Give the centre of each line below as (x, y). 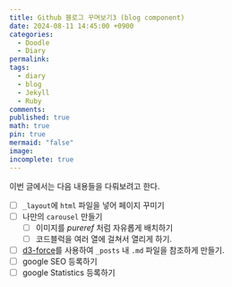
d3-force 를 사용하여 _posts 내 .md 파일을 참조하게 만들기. (123, 250)
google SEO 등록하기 (60, 261)
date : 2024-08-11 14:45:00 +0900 (72, 26)
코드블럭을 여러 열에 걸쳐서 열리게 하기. (104, 239)
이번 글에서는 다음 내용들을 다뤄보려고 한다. (85, 186)
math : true (30, 126)
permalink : (30, 59)
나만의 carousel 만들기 (62, 216)
